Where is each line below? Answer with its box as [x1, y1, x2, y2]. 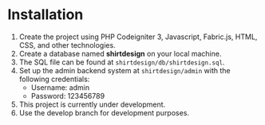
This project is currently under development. [18, 100, 166, 109]
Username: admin [30, 82, 89, 92]
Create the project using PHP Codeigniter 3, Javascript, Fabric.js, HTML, [18, 32, 258, 41]
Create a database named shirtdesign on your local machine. [18, 49, 222, 58]
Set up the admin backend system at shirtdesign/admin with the [18, 65, 231, 75]
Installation [7, 6, 84, 24]
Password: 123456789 [30, 91, 105, 100]
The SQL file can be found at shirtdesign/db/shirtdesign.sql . [18, 57, 225, 67]
